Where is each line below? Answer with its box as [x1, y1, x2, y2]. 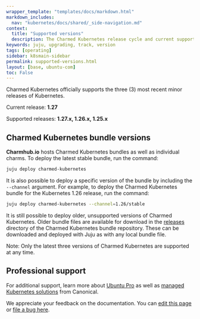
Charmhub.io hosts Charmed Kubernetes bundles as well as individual [6, 148, 180, 155]
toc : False [6, 70, 33, 76]
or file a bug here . [6, 306, 50, 313]
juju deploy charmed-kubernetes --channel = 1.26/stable [6, 201, 145, 207]
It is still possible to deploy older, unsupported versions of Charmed [6, 212, 173, 219]
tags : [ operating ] [6, 48, 52, 54]
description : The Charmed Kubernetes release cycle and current [11, 36, 174, 42]
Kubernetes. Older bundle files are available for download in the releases [6, 218, 185, 225]
